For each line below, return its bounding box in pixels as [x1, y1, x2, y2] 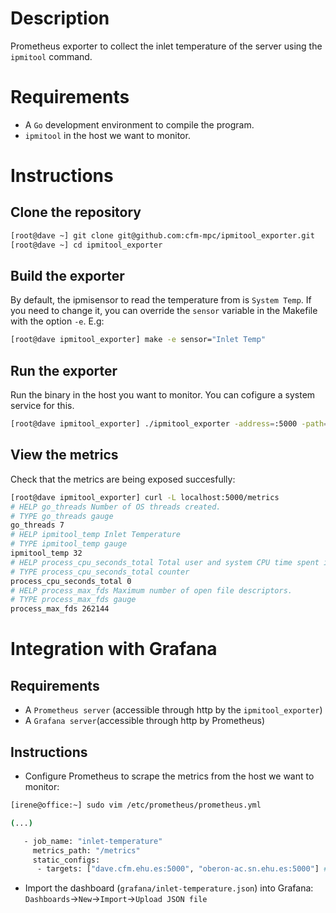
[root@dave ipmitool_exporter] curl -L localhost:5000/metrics [10, 492, 280, 502]
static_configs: [32, 855, 101, 865]
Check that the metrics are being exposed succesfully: [10, 473, 236, 485]
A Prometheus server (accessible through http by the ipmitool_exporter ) [24, 704, 323, 716]
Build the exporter [10, 268, 125, 285]
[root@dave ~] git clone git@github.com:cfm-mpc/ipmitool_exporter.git [10, 230, 315, 241]
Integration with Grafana [10, 638, 218, 661]
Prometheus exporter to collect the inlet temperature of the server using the [10, 40, 323, 52]
